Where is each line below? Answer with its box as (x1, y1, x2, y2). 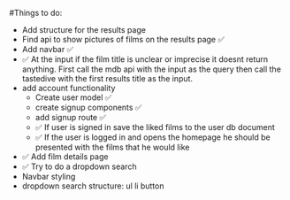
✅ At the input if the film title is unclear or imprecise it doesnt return (21, 54, 269, 65)
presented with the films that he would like (34, 142, 190, 152)
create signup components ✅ (34, 102, 142, 112)
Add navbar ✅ (21, 44, 74, 54)
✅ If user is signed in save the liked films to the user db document (34, 122, 276, 132)
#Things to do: (9, 8, 63, 18)
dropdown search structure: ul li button (21, 181, 164, 191)
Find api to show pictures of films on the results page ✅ (21, 35, 225, 44)
